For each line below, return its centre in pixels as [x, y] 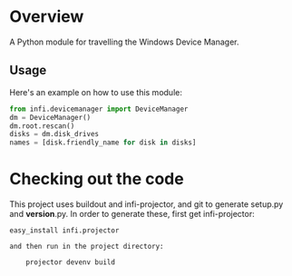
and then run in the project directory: [87, 247]
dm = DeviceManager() [50, 117]
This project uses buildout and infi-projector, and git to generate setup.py [146, 204]
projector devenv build [71, 262]
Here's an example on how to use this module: [96, 92]
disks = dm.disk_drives [54, 134]
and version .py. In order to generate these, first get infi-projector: [132, 214]
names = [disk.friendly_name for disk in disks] [103, 143]
